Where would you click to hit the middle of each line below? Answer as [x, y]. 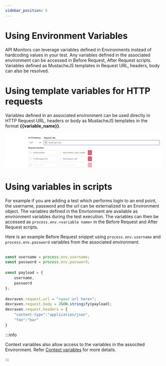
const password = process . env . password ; [48, 262]
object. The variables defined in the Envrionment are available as [72, 211]
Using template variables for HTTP [78, 91]
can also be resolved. [27, 71]
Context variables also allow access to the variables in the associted [75, 344]
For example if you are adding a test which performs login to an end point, [81, 200]
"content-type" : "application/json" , [52, 315]
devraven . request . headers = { [37, 309]
